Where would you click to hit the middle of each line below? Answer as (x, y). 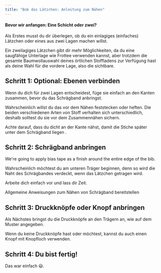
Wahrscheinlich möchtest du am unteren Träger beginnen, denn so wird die (80, 168)
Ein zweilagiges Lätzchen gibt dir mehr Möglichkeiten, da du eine (70, 50)
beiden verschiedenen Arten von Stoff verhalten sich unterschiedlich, (74, 112)
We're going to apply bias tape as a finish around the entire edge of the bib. (80, 159)
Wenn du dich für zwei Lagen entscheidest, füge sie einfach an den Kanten (80, 93)
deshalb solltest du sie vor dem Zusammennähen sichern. (63, 117)
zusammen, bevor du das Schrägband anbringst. (54, 98)
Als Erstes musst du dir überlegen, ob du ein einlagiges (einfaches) (72, 36)
